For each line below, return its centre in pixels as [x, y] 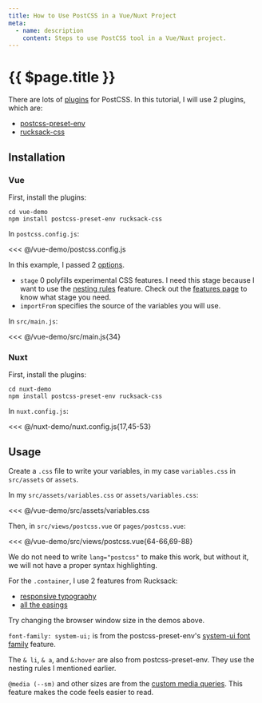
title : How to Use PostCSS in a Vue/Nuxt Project [93, 16]
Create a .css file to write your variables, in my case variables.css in [122, 471]
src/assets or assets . [44, 479]
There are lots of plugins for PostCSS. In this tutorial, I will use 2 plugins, [127, 100]
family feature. [32, 644]
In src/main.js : [33, 321]
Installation [37, 157]
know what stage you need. [65, 297]
